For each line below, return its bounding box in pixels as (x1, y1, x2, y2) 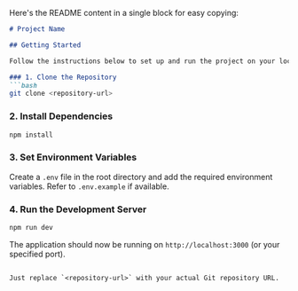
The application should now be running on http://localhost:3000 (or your (9, 239, 280, 249)
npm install (9, 130, 53, 139)
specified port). (9, 248, 66, 259)
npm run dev (9, 224, 53, 232)
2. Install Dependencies (9, 110, 114, 122)
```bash (9, 81, 38, 90)
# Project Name (9, 25, 66, 34)
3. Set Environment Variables (9, 151, 137, 163)
